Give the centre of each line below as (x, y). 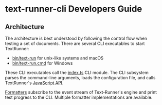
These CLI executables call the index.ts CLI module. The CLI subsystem (77, 73)
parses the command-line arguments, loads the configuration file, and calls (80, 78)
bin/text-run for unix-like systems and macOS (58, 58)
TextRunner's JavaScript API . (34, 83)
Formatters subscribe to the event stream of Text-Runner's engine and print (81, 92)
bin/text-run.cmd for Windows (42, 63)
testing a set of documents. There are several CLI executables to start (75, 44)
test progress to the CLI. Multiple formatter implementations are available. (79, 97)
